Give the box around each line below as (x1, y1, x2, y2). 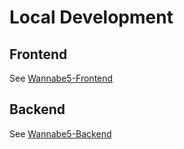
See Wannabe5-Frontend (9, 72, 114, 84)
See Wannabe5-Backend (9, 127, 112, 140)
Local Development (9, 6, 174, 29)
